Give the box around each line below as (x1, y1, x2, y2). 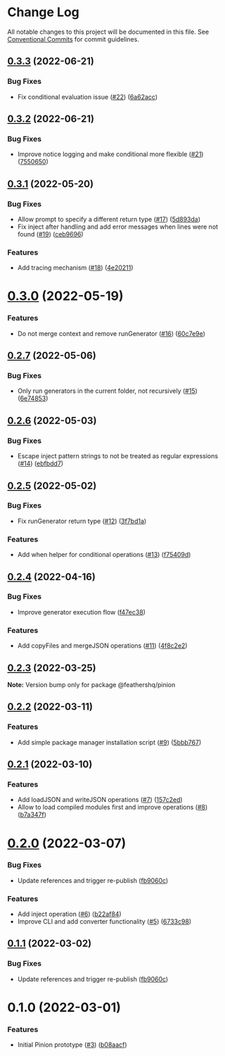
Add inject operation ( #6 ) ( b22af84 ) (17, 910, 122, 919)
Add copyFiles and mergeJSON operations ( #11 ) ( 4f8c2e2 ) (17, 641, 188, 650)
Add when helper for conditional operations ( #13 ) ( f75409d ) (17, 551, 191, 559)
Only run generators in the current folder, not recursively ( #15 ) (17, 386, 198, 395)
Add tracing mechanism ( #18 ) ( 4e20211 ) (17, 263, 134, 272)
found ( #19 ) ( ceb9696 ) (17, 230, 84, 238)
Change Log (7, 4, 79, 20)
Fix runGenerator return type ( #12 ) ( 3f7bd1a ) (17, 517, 147, 525)
